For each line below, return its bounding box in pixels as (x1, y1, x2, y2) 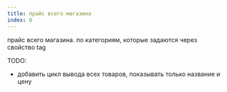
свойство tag (7, 43, 47, 51)
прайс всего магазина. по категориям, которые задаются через (7, 35, 198, 44)
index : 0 (7, 17, 33, 24)
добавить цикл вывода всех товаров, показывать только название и (17, 70, 221, 78)
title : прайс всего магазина (7, 10, 92, 17)
